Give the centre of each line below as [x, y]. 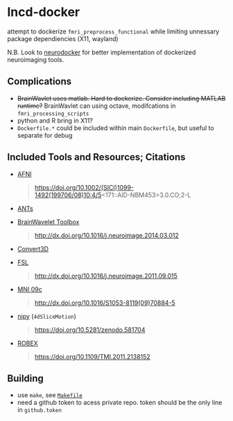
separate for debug [45, 135]
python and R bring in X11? [55, 120]
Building [25, 378]
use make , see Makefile [50, 395]
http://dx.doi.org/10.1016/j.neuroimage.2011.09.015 [106, 276]
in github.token [40, 410]
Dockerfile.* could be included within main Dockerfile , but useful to [115, 128]
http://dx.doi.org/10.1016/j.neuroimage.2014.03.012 [106, 235]
